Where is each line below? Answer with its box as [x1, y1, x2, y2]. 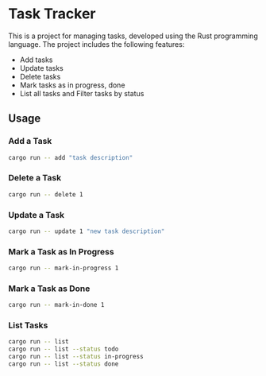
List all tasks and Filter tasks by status [19, 88, 145, 98]
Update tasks [19, 63, 64, 72]
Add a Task [8, 136, 52, 147]
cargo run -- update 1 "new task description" [8, 227, 165, 235]
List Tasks [8, 320, 48, 331]
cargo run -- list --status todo [8, 345, 119, 354]
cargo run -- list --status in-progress [8, 353, 145, 361]
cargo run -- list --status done [8, 360, 119, 368]
